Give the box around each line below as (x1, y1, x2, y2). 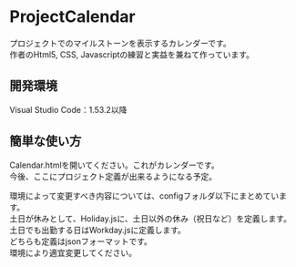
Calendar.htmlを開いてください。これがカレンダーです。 (9, 159, 220, 170)
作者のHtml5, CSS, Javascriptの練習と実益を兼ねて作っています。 (9, 48, 255, 60)
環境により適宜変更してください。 (9, 247, 137, 258)
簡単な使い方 (9, 134, 82, 149)
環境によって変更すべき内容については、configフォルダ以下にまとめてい (9, 190, 280, 201)
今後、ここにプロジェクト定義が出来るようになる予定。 (9, 170, 217, 181)
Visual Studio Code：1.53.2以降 (9, 104, 128, 115)
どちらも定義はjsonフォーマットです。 (9, 235, 153, 247)
